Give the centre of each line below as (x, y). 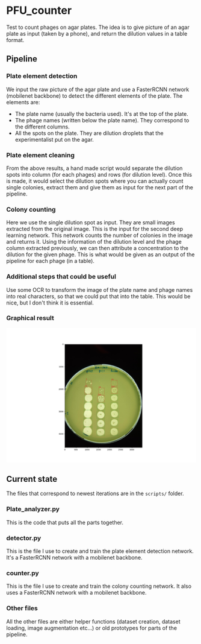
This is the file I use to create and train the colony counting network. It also (99, 586)
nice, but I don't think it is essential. (50, 303)
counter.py (23, 573)
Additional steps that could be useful (61, 277)
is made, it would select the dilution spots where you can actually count (95, 181)
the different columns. (42, 127)
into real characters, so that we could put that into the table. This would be (98, 296)
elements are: (23, 102)
